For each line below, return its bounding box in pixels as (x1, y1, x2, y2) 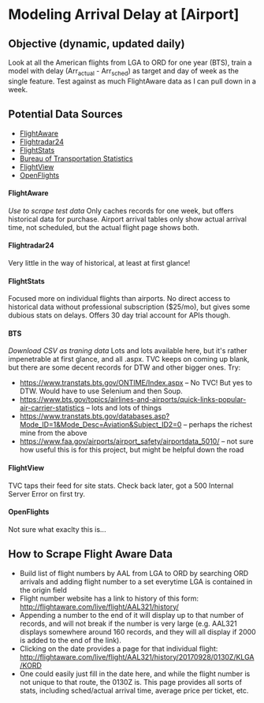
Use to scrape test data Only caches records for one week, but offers (8, 206, 234, 215)
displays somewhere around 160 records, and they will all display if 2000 (19, 627, 256, 636)
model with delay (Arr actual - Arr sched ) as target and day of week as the (8, 66, 239, 77)
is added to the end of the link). (19, 635, 122, 645)
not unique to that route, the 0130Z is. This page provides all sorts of (19, 677, 243, 686)
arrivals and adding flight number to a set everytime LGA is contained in (19, 577, 253, 586)
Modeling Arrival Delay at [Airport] (8, 6, 240, 24)
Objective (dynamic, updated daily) (8, 37, 185, 50)
